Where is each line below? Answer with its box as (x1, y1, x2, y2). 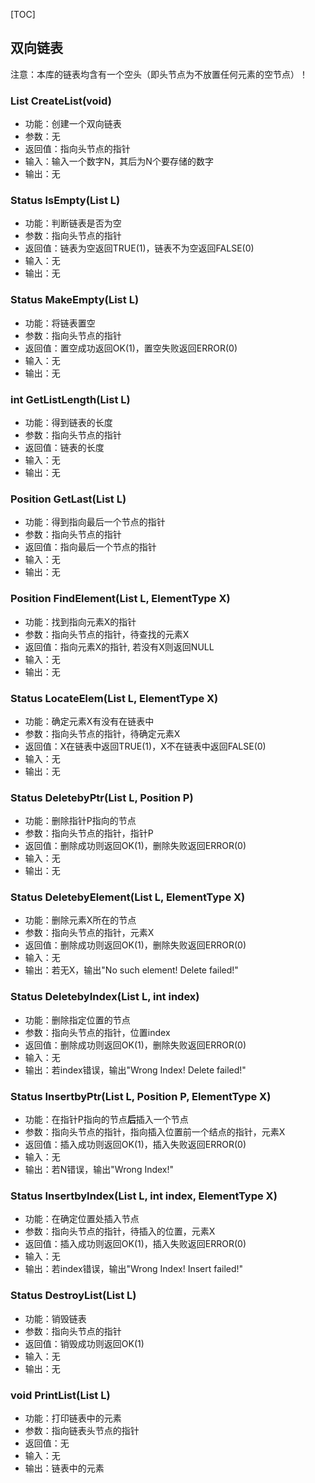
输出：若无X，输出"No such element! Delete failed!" (24, 964, 239, 976)
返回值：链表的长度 (24, 442, 105, 453)
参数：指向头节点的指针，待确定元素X (24, 727, 181, 739)
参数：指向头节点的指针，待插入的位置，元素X (24, 1225, 216, 1238)
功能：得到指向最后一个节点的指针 (24, 516, 166, 528)
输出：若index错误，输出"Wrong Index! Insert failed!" (24, 1263, 244, 1275)
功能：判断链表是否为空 (24, 217, 122, 229)
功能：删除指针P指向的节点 (24, 815, 137, 827)
